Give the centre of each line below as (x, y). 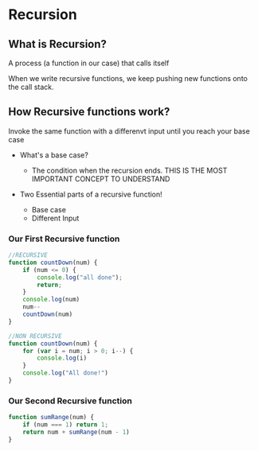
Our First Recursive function (64, 239)
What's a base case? (54, 155)
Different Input (55, 218)
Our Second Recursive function (70, 401)
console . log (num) (51, 300)
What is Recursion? (58, 44)
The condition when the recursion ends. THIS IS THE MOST (129, 170)
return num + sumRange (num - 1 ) (76, 432)
